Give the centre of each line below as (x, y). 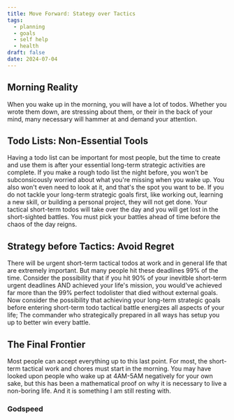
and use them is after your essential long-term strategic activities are (107, 165)
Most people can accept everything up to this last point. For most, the (108, 361)
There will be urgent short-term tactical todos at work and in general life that (117, 263)
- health (26, 46)
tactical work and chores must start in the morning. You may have (117, 368)
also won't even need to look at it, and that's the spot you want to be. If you (116, 187)
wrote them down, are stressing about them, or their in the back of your (110, 112)
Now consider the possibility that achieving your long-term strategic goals (114, 300)
